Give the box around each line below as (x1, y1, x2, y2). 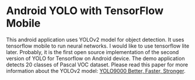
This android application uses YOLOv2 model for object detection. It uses (6, 36, 184, 43)
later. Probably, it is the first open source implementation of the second (6, 48, 179, 55)
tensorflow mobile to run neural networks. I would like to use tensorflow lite (6, 42, 190, 49)
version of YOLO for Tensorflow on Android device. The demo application (6, 55, 185, 62)
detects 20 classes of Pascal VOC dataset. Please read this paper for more (6, 61, 188, 68)
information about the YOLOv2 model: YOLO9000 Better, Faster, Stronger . (6, 67, 186, 74)
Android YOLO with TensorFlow (6, 4, 164, 18)
